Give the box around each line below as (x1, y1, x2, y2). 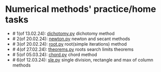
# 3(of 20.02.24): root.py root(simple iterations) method (12, 41, 127, 47)
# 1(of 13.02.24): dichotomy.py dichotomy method (12, 30, 115, 36)
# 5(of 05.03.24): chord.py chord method (12, 51, 97, 58)
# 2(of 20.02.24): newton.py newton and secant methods (12, 36, 131, 42)
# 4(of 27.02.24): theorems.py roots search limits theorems (12, 46, 134, 52)
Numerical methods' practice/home (5, 3, 156, 15)
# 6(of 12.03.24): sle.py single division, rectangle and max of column (12, 57, 154, 63)
